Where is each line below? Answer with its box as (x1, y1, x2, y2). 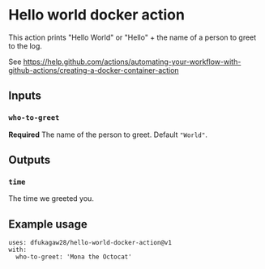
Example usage (8, 217, 88, 231)
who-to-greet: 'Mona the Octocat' (15, 253, 132, 261)
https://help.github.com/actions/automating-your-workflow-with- (23, 57, 241, 66)
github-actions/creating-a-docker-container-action (8, 65, 180, 75)
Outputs (8, 153, 51, 167)
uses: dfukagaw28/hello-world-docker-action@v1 (8, 239, 173, 247)
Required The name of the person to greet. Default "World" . (8, 130, 208, 139)
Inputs (8, 89, 42, 103)
